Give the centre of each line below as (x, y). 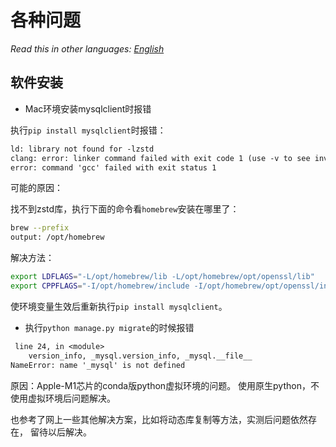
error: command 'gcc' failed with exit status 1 (113, 167)
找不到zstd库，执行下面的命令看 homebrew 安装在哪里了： (125, 209)
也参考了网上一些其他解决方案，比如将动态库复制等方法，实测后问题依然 (159, 419)
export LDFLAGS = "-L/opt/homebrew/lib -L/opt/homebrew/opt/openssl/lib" (162, 277)
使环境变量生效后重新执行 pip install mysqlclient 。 (119, 306)
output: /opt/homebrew (57, 237)
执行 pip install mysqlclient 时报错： (88, 130)
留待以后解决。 (60, 432)
